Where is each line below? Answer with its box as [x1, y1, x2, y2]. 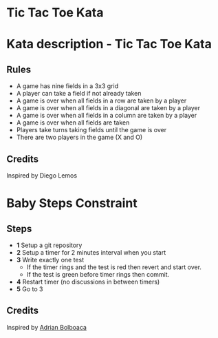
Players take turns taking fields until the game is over [16, 126, 166, 134]
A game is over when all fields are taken [16, 118, 130, 127]
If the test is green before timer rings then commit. [26, 271, 170, 278]
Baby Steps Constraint [6, 196, 138, 211]
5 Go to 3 [16, 285, 43, 293]
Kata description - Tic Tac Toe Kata [6, 36, 212, 52]
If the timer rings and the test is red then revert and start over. [26, 263, 202, 271]
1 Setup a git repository [16, 241, 83, 249]
